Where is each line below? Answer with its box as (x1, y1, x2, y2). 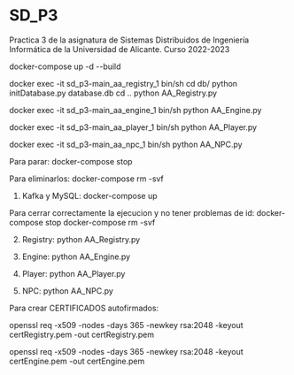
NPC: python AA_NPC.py (21, 285, 113, 296)
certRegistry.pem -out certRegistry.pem (9, 329, 155, 340)
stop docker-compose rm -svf (45, 217, 156, 227)
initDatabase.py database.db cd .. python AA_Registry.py (9, 88, 218, 98)
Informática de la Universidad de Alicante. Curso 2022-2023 (9, 43, 230, 54)
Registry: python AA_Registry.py (21, 233, 141, 244)
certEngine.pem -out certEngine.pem (9, 356, 145, 366)
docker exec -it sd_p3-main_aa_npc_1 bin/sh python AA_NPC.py (9, 139, 243, 149)
